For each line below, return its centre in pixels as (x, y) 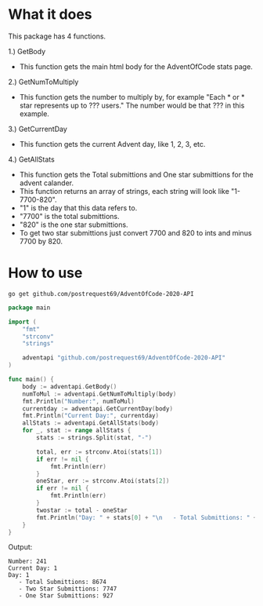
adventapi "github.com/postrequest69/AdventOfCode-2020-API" (124, 358)
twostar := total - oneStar (82, 510)
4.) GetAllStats (31, 159)
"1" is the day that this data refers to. (78, 208)
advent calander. (47, 183)
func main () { (31, 379)
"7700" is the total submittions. (69, 216)
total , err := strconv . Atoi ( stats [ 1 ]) (99, 452)
